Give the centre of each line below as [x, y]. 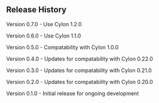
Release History [36, 10]
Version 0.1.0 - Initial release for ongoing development [73, 93]
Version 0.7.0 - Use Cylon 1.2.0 [44, 24]
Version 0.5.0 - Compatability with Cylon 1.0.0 [62, 47]
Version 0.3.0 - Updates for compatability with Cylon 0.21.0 [79, 70]
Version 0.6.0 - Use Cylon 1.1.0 [44, 36]
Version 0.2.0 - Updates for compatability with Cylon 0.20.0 [80, 82]
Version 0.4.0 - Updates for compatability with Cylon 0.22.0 [80, 58]
